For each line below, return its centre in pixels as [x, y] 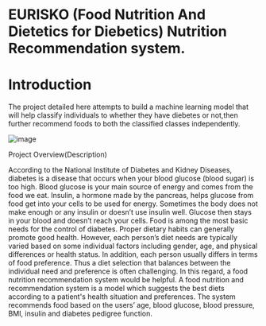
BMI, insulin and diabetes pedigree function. [80, 314]
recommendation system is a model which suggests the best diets [116, 289]
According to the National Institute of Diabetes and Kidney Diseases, [120, 170]
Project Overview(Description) [58, 155]
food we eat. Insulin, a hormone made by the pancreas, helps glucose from [131, 196]
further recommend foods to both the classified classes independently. [124, 124]
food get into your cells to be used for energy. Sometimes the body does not [133, 204]
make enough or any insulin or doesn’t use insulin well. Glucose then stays [130, 212]
